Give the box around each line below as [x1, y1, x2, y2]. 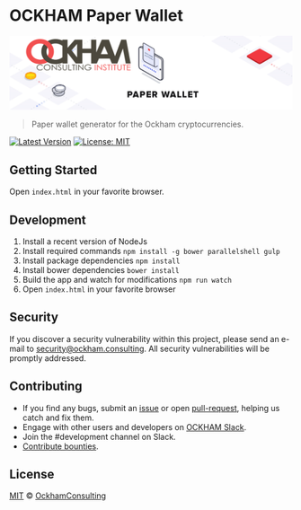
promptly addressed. [9, 352, 87, 364]
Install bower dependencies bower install [22, 264, 180, 275]
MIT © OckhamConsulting [9, 490, 106, 501]
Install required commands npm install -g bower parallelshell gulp [22, 245, 280, 256]
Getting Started [9, 163, 98, 178]
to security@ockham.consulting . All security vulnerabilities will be [26, 343, 270, 354]
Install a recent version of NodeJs [22, 235, 148, 247]
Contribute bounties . [22, 441, 99, 452]
